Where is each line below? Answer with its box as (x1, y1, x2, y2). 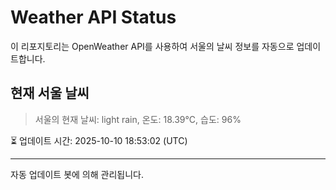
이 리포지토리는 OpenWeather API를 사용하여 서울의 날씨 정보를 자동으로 (10, 40, 295, 52)
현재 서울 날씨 (10, 85, 90, 102)
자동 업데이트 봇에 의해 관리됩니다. (10, 168, 144, 180)
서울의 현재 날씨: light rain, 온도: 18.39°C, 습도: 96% (34, 113, 242, 125)
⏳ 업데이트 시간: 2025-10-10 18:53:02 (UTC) (10, 134, 188, 146)
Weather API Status (10, 6, 177, 29)
